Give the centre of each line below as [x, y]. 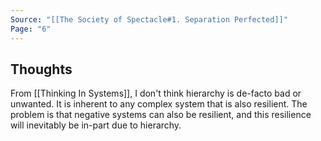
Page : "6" [31, 29]
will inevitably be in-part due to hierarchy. [96, 125]
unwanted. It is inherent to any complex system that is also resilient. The [159, 104]
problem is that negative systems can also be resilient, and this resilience [161, 115]
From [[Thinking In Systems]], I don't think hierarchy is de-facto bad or [156, 93]
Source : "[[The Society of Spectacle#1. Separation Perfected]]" [149, 19]
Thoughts [41, 69]
